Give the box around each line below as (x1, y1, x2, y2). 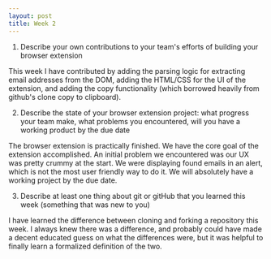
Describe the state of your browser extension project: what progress (19, 107, 250, 118)
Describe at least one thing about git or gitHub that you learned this (19, 191, 246, 201)
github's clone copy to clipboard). (8, 92, 122, 101)
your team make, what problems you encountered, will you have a (19, 116, 241, 126)
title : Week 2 (8, 19, 57, 28)
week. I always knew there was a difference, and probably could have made (8, 224, 262, 234)
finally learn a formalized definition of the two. (8, 241, 162, 251)
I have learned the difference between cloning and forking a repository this (8, 215, 259, 225)
